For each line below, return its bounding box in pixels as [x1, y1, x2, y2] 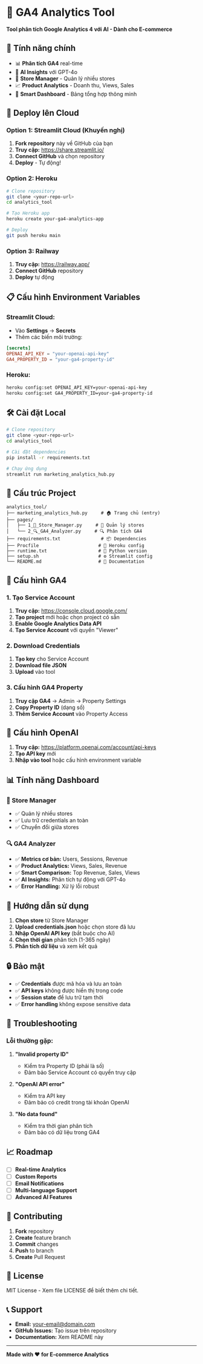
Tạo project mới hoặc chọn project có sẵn [14, 613, 120, 620]
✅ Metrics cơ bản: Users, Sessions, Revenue [14, 855, 128, 863]
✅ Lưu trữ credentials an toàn [14, 817, 89, 824]
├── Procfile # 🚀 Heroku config [6, 543, 145, 549]
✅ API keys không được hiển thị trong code [14, 987, 123, 994]
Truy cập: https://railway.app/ [14, 261, 90, 268]
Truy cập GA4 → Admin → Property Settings [14, 697, 126, 704]
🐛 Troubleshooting [6, 1018, 77, 1029]
